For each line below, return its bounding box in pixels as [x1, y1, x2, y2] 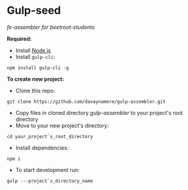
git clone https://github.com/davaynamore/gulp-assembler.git [7, 99, 166, 105]
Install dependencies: [15, 144, 69, 151]
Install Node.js [15, 46, 51, 54]
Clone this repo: [15, 87, 55, 94]
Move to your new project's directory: [15, 121, 109, 129]
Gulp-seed [7, 4, 61, 17]
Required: [7, 35, 32, 42]
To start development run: [15, 166, 80, 173]
